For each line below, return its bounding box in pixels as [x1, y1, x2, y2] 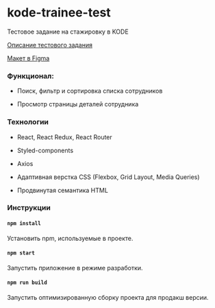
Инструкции [7, 203, 51, 213]
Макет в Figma [7, 54, 50, 62]
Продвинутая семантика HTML [16, 186, 108, 194]
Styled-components [16, 146, 74, 154]
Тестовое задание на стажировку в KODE [7, 27, 129, 36]
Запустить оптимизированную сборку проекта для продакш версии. [7, 294, 209, 302]
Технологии [7, 117, 49, 127]
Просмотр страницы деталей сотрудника [16, 100, 139, 108]
